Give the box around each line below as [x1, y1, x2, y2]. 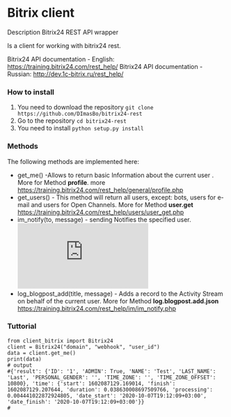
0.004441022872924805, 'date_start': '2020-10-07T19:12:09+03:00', [7, 392, 207, 399]
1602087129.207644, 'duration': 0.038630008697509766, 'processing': [7, 386, 214, 393]
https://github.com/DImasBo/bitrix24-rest [17, 110, 143, 118]
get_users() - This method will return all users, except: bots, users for [17, 193, 216, 202]
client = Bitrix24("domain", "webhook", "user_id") [7, 343, 160, 350]
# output [7, 361, 33, 369]
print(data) [7, 356, 42, 363]
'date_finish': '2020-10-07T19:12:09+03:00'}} [7, 398, 145, 405]
